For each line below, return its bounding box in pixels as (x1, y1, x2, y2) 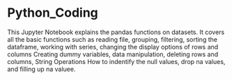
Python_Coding (7, 5, 99, 21)
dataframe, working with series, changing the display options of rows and (7, 42, 219, 51)
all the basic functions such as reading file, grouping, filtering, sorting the (7, 35, 218, 43)
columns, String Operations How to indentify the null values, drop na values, (7, 57, 226, 65)
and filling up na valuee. (7, 65, 76, 73)
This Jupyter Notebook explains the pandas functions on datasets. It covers (7, 28, 225, 36)
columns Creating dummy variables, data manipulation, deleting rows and (7, 50, 218, 58)
